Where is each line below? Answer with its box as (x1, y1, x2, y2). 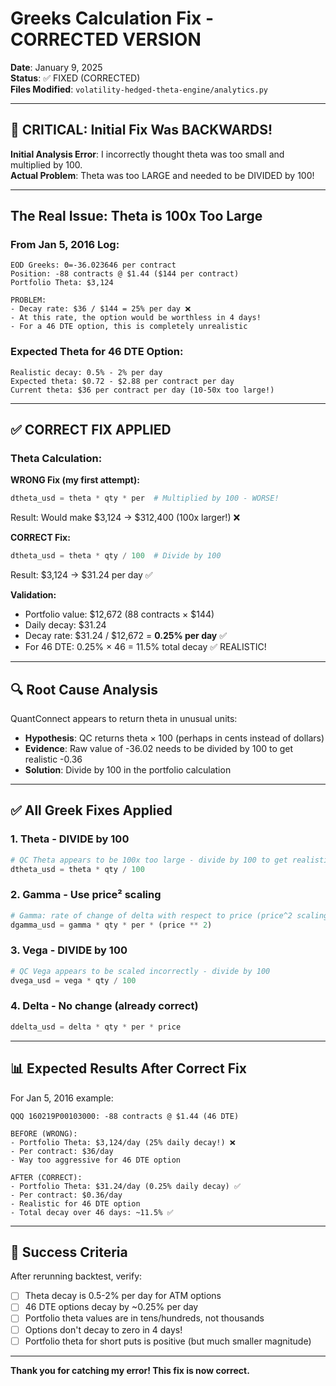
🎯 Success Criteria (10, 1243, 128, 1261)
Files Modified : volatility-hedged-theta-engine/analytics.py (10, 83, 269, 95)
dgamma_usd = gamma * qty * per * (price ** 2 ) (10, 920, 213, 930)
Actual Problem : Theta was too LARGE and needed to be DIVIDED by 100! (10, 169, 315, 181)
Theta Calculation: (10, 452, 103, 466)
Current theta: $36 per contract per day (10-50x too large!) (10, 385, 275, 395)
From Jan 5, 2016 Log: (10, 238, 120, 252)
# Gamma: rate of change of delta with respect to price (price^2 (10, 910, 293, 921)
